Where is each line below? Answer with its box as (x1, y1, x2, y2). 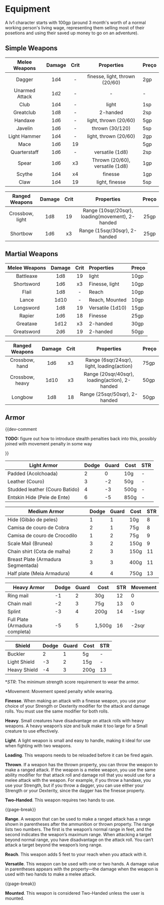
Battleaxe (16, 273, 38, 279)
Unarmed (14, 87, 36, 94)
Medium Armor (28, 508, 64, 515)
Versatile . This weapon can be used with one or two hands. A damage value (5, 861, 159, 867)
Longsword (14, 304, 40, 311)
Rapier (19, 312, 34, 319)
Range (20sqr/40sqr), (83, 370, 134, 377)
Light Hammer (8, 133, 41, 140)
